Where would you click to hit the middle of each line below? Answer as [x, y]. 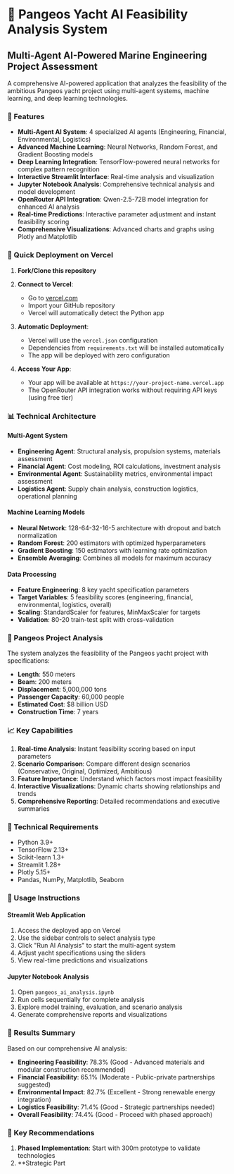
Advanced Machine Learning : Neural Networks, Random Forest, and [117, 147]
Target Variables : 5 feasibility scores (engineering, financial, [105, 597]
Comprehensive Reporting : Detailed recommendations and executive [118, 801]
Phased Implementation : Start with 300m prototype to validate [109, 1148]
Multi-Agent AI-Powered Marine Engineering [107, 55]
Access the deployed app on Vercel [69, 931]
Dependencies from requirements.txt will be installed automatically [126, 348]
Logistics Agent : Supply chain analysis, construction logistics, [108, 489]
